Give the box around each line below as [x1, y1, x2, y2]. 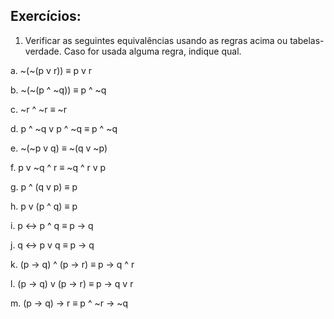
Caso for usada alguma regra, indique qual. [63, 45, 242, 57]
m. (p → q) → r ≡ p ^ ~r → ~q [10, 297, 129, 309]
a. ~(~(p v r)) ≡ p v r [10, 64, 92, 76]
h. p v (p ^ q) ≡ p [10, 200, 78, 212]
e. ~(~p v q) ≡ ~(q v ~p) [10, 142, 108, 154]
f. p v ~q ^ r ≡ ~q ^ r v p [10, 161, 107, 173]
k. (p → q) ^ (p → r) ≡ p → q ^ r [10, 258, 135, 270]
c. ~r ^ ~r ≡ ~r [10, 103, 68, 115]
